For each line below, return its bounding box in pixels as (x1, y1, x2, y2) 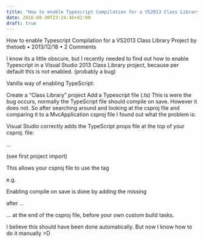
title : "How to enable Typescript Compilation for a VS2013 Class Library (6, 9, 200, 15)
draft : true (6, 20, 36, 26)
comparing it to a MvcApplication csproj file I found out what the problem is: (6, 111, 196, 118)
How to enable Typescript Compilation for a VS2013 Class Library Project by (6, 37, 197, 44)
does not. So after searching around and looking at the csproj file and (6, 104, 180, 112)
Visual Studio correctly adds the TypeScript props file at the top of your (6, 123, 185, 130)
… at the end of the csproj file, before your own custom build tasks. (6, 211, 174, 219)
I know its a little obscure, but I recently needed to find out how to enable (6, 55, 189, 63)
